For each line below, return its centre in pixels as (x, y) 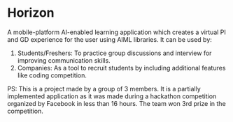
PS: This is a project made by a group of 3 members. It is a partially (104, 89)
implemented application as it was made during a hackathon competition (112, 96)
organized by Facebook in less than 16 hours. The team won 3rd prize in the (116, 103)
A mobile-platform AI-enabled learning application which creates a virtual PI (116, 32)
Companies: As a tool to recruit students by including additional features (121, 68)
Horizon (31, 13)
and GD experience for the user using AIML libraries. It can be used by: (110, 39)
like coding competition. (52, 75)
